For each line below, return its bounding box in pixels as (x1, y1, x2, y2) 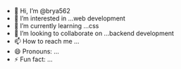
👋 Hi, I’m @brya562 (13, 7, 70, 15)
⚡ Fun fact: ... (13, 55, 53, 63)
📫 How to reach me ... (13, 37, 80, 45)
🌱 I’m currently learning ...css (13, 22, 99, 30)
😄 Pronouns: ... (13, 47, 60, 56)
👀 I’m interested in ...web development (13, 14, 125, 23)
